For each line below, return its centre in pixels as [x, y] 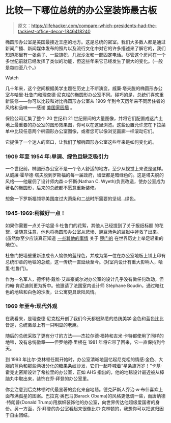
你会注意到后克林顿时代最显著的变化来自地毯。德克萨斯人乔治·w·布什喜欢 [82, 389]
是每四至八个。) [21, 68]
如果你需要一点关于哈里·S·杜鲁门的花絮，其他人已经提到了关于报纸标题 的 [82, 225]
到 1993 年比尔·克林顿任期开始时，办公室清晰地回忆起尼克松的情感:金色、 [82, 359]
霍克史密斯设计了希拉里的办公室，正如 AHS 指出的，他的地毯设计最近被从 [82, 372]
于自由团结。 [19, 415]
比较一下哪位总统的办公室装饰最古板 [81, 10]
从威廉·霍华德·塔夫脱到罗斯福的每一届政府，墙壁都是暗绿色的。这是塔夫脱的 [85, 175]
